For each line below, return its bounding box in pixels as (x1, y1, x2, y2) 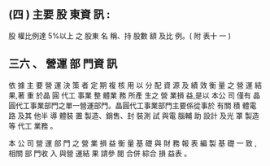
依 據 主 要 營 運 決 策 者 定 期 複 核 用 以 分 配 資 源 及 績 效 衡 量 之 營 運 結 (8, 80, 263, 90)
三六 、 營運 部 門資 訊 (8, 57, 118, 71)
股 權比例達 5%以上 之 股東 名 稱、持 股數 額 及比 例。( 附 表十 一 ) (8, 31, 232, 41)
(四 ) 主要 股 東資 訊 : (8, 7, 111, 22)
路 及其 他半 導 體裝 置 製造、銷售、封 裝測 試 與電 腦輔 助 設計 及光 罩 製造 (8, 111, 260, 120)
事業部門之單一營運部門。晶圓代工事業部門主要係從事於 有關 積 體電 (29, 100, 257, 110)
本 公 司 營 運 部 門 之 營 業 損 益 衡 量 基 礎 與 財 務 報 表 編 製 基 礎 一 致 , (8, 138, 258, 148)
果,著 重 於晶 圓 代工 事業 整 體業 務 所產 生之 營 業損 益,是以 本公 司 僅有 (8, 90, 252, 100)
